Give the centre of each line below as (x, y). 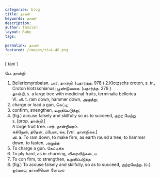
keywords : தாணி (21, 18)
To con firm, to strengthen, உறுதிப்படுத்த (51, 159)
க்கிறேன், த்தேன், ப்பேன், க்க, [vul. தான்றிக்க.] (55, 132)
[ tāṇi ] (12, 64)
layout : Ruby (18, 32)
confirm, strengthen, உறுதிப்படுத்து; (46, 110)
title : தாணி (17, 14)
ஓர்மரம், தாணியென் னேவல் (38, 170)
